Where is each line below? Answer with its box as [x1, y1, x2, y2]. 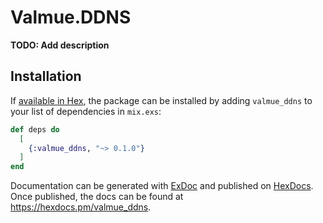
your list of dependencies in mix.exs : [10, 105, 162, 117]
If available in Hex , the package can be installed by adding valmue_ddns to [10, 94, 313, 106]
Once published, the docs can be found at [10, 191, 184, 203]
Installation [10, 68, 82, 85]
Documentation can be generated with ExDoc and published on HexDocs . [10, 180, 314, 192]
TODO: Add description [10, 39, 110, 51]
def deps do [10, 124, 60, 135]
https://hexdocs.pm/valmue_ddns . [10, 201, 152, 213]
